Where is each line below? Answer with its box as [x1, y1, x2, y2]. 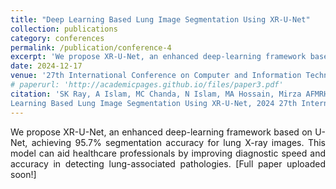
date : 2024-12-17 [10, 61, 83, 71]
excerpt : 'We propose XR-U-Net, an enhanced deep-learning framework [10, 52, 307, 62]
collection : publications [10, 24, 118, 34]
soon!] [10, 168, 37, 180]
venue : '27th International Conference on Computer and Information [10, 71, 302, 81]
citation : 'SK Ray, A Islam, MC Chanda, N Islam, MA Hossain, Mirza [10, 89, 302, 99]
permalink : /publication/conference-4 [10, 42, 172, 53]
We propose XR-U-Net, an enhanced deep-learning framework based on [10, 126, 313, 138]
